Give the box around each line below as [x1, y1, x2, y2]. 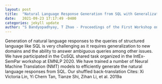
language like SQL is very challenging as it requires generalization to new [5, 43, 150, 49]
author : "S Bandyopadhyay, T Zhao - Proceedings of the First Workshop [5, 25, 152, 30]
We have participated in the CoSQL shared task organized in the [5, 53, 133, 59]
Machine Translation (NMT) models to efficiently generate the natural [5, 63, 143, 70]
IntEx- [133, 53, 146, 59]
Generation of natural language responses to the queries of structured [5, 38, 145, 44]
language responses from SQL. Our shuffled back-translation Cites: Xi [5, 69, 144, 74]
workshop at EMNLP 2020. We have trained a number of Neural [21, 59, 148, 64]
